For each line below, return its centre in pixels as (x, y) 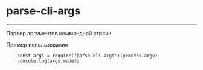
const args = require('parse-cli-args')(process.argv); (89, 56)
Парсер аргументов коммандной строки (59, 33)
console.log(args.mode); (48, 61)
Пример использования (37, 45)
